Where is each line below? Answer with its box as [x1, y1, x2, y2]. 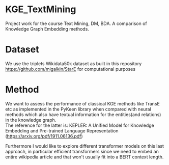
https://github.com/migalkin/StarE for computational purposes [5, 66, 136, 72]
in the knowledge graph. [5, 117, 57, 123]
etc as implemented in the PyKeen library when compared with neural [5, 106, 151, 112]
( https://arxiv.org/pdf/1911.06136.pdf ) [5, 133, 83, 139]
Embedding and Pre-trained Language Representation [5, 127, 119, 133]
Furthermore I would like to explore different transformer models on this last [5, 143, 164, 149]
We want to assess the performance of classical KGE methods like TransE [5, 100, 160, 106]
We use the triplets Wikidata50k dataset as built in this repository [5, 60, 142, 67]
